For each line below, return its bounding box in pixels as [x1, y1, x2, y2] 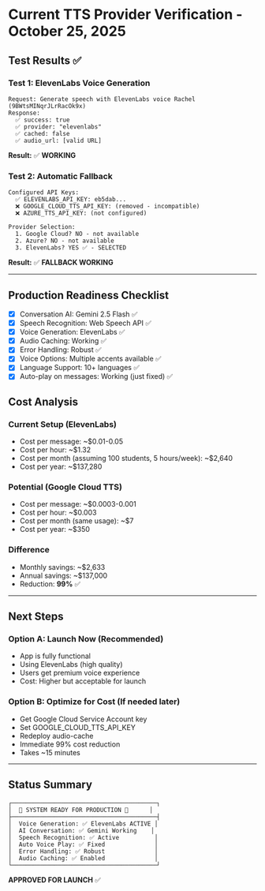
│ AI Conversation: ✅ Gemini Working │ [8, 826, 155, 834]
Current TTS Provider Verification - [8, 6, 243, 24]
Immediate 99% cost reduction [19, 739, 121, 749]
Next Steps [8, 610, 64, 623]
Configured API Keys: [8, 189, 80, 197]
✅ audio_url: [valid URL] [15, 137, 103, 144]
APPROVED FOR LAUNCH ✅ [8, 874, 101, 885]
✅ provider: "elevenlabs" [15, 122, 103, 131]
